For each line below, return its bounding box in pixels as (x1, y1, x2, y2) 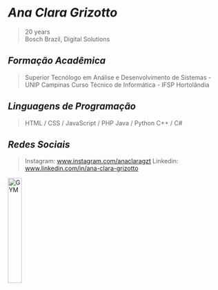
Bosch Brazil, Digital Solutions (24, 34, 110, 43)
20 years (24, 28, 50, 36)
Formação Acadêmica (8, 55, 106, 67)
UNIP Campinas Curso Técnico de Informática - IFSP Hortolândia (24, 81, 210, 89)
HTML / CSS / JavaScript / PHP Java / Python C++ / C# (24, 118, 183, 127)
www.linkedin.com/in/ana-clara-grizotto (24, 164, 139, 173)
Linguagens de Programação (8, 101, 137, 112)
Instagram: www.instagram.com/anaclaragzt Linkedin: (24, 157, 179, 165)
